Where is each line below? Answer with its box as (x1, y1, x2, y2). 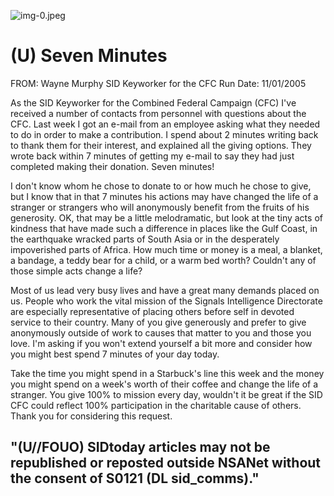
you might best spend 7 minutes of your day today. (10, 348, 220, 360)
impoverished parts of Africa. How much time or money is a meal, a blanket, (10, 243, 323, 255)
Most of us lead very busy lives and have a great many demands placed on (10, 284, 320, 296)
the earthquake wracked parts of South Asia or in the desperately (10, 233, 280, 245)
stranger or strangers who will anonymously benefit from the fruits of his (10, 201, 310, 213)
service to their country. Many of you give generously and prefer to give (10, 316, 307, 328)
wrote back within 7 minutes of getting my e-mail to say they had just (10, 150, 295, 162)
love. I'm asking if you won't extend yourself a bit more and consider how (10, 337, 313, 349)
